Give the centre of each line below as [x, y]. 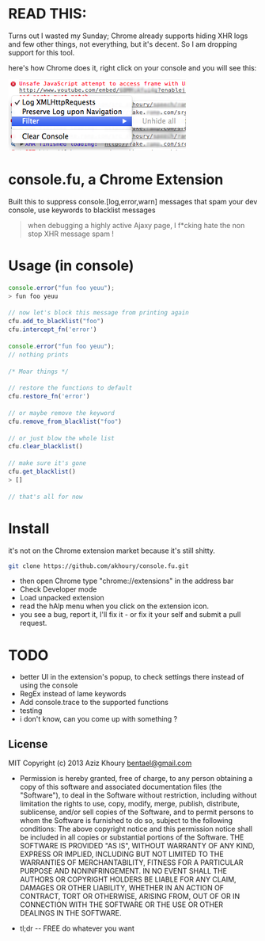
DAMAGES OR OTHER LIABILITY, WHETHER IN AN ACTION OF [121, 888]
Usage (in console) [71, 266]
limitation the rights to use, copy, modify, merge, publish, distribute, [129, 804]
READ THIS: [47, 14]
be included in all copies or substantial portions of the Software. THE [132, 837]
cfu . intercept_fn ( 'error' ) [53, 330]
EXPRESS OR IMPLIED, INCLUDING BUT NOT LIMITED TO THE [121, 854]
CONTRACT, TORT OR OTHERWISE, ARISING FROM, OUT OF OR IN [129, 897]
